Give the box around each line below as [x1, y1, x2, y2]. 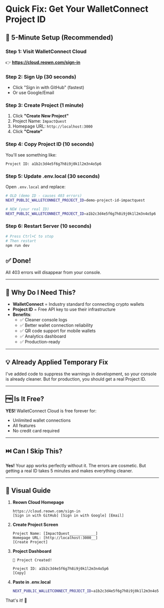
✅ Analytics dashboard [19, 334, 66, 339]
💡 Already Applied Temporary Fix [5, 358, 109, 366]
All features [12, 422, 36, 428]
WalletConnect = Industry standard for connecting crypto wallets [12, 301, 145, 307]
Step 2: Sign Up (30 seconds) [5, 73, 76, 80]
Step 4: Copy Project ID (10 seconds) [5, 141, 94, 148]
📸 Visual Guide [5, 486, 51, 495]
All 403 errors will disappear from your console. [5, 270, 102, 275]
